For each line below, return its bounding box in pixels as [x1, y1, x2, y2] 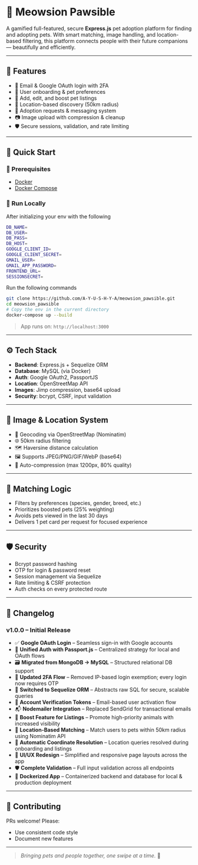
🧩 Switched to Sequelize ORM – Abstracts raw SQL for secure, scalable [14, 686, 190, 693]
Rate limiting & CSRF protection [14, 579, 91, 587]
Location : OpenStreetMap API [14, 380, 88, 387]
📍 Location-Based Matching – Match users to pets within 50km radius [14, 726, 186, 733]
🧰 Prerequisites [6, 165, 51, 173]
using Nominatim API [14, 732, 66, 739]
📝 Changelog [6, 608, 55, 618]
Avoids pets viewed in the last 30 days [14, 512, 108, 519]
